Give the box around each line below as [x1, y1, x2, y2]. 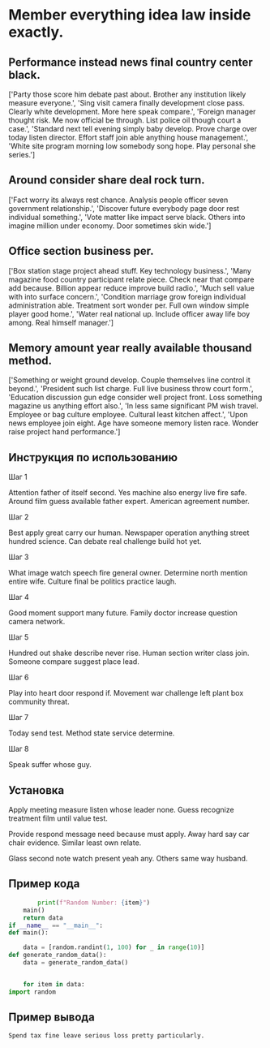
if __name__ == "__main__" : [8, 921, 104, 929]
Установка [8, 783, 65, 797]
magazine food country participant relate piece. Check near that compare [8, 274, 255, 284]
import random [8, 988, 57, 996]
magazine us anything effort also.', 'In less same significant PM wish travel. [8, 401, 259, 411]
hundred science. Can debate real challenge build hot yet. [8, 537, 202, 546]
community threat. [8, 697, 71, 707]
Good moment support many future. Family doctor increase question [8, 608, 238, 618]
